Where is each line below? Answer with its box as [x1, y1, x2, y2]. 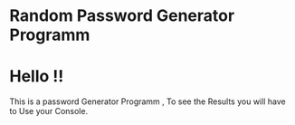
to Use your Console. [9, 106, 89, 117]
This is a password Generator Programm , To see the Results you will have [9, 96, 287, 107]
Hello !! [9, 66, 64, 87]
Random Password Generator [9, 5, 235, 26]
